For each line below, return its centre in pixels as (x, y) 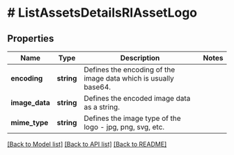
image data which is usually (128, 78)
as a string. (102, 107)
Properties (31, 39)
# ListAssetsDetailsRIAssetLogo (102, 13)
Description (140, 58)
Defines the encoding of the (129, 70)
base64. (97, 87)
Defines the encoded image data (137, 98)
